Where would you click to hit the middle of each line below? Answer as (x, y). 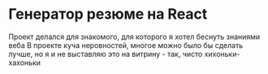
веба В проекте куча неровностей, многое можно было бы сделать (126, 45)
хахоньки (25, 63)
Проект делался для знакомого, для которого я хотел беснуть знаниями (134, 37)
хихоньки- (222, 54)
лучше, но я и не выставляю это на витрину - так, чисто (106, 54)
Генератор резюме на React (108, 14)
